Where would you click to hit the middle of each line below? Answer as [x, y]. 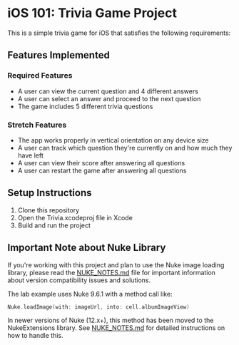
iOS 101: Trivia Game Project [92, 13]
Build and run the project [54, 225]
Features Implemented [59, 55]
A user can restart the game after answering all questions [102, 170]
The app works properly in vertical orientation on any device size [113, 140]
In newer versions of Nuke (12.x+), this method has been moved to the [111, 320]
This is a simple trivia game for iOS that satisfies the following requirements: [119, 33]
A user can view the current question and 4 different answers [108, 91]
